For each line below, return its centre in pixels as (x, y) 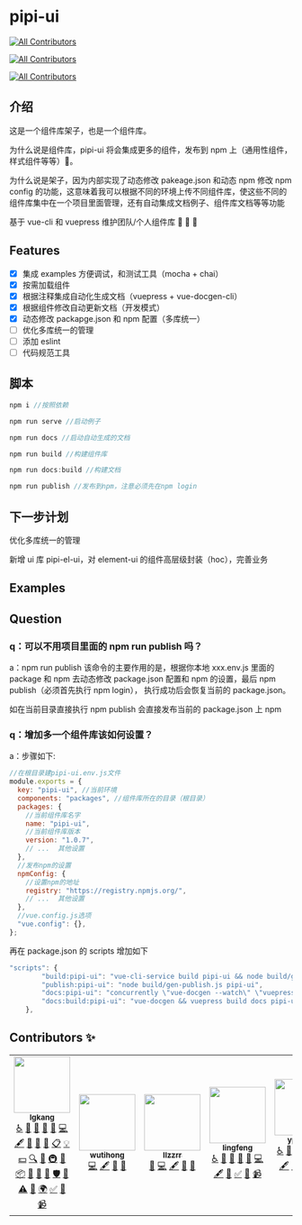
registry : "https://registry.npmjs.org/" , (106, 891)
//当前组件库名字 (53, 815)
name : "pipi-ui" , (58, 823)
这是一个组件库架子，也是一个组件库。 (80, 130)
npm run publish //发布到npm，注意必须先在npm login (103, 487)
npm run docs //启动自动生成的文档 (70, 438)
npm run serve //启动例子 (55, 421)
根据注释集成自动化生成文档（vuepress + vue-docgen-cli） (132, 296)
